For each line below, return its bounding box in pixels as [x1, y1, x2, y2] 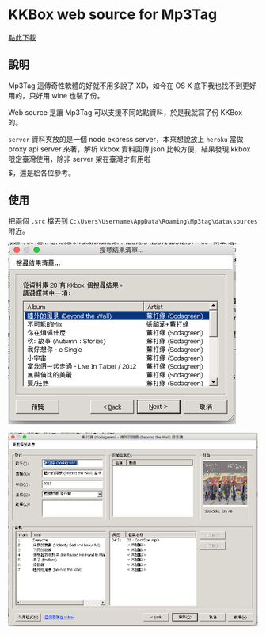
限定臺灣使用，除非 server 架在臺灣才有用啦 [8, 154, 151, 163]
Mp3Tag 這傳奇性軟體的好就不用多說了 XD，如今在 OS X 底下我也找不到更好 [8, 81, 256, 90]
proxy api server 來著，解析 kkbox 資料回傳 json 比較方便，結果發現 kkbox [8, 144, 251, 154]
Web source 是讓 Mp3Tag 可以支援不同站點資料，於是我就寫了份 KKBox [8, 107, 243, 117]
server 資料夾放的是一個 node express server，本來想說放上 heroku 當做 [8, 134, 244, 143]
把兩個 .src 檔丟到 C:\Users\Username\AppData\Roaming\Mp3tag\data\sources [8, 216, 258, 225]
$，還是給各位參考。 [8, 168, 75, 178]
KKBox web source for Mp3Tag [8, 6, 218, 24]
